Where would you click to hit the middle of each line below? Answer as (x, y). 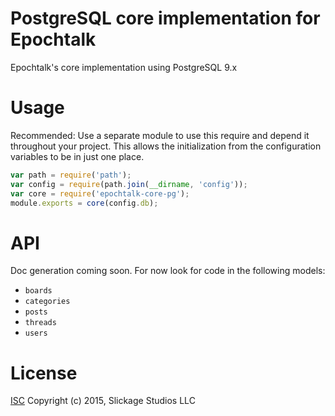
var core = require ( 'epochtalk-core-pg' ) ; (100, 193)
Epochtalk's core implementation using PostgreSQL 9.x (124, 67)
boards (38, 291)
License (44, 373)
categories (47, 302)
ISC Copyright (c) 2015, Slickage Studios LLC (103, 401)
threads (40, 323)
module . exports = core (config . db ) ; (84, 203)
